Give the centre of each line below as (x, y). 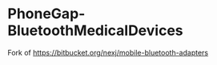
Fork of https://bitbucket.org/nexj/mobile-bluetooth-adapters (108, 52)
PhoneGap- (46, 14)
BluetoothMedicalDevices (95, 31)
